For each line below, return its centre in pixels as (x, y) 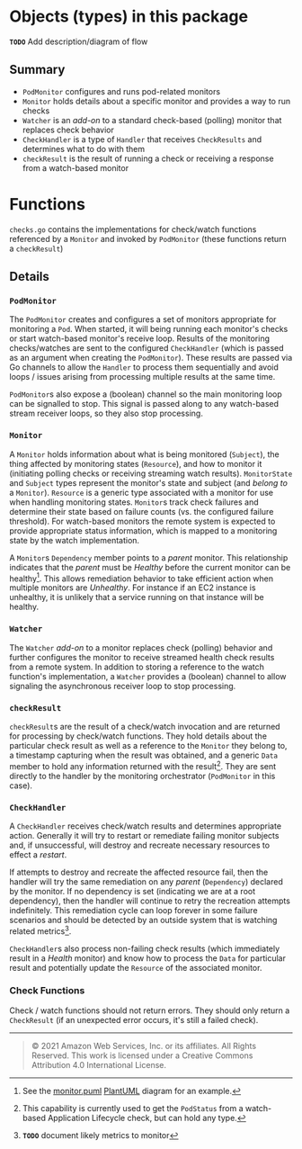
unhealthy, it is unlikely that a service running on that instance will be (137, 597)
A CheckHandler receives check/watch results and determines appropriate (145, 826)
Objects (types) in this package (129, 17)
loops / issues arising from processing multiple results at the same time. (142, 377)
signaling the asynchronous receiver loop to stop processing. (123, 686)
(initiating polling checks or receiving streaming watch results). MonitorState (151, 473)
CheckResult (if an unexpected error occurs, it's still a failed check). (134, 1019)
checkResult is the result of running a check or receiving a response (148, 158)
